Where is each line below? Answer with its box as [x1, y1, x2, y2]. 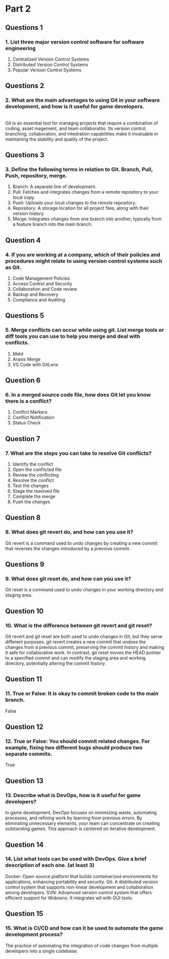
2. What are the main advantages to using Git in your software [5, 97, 160, 104]
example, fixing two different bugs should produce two [5, 744, 143, 751]
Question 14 [5, 840, 44, 849]
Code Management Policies [12, 275, 70, 281]
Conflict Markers [12, 409, 48, 415]
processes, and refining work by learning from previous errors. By [5, 815, 142, 821]
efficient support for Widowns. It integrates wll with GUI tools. [5, 895, 134, 901]
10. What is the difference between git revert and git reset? [5, 622, 152, 629]
